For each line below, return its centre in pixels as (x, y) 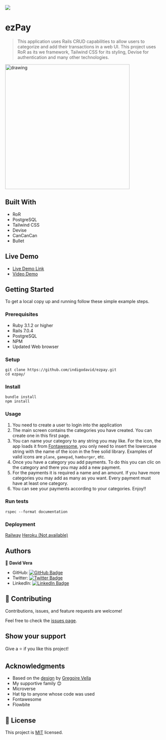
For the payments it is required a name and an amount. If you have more (86, 472)
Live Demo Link (28, 268)
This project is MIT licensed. (34, 733)
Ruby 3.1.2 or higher (33, 325)
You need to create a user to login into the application (67, 425)
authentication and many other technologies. (63, 57)
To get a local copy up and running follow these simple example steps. (77, 302)
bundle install (21, 397)
